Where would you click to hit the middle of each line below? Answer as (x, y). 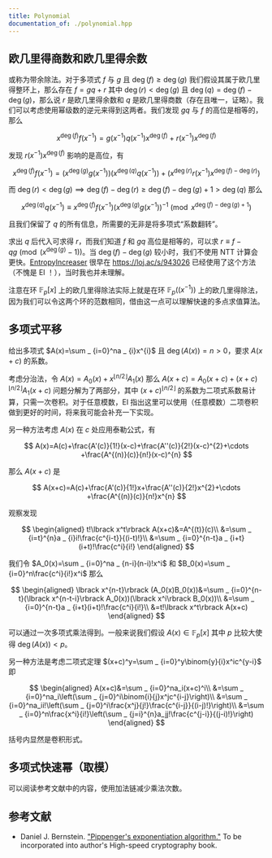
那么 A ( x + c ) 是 (35, 471)
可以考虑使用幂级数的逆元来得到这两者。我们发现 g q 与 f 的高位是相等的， (139, 110)
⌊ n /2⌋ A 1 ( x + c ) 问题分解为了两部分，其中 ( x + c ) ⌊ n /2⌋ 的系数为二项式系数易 (129, 391)
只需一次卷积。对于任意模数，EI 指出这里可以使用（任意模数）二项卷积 (140, 402)
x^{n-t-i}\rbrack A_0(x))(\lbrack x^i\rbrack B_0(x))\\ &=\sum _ (153, 598)
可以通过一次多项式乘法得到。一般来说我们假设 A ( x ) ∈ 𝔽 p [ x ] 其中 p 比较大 (132, 633)
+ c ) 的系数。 (30, 361)
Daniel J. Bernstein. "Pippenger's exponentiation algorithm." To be (131, 837)
